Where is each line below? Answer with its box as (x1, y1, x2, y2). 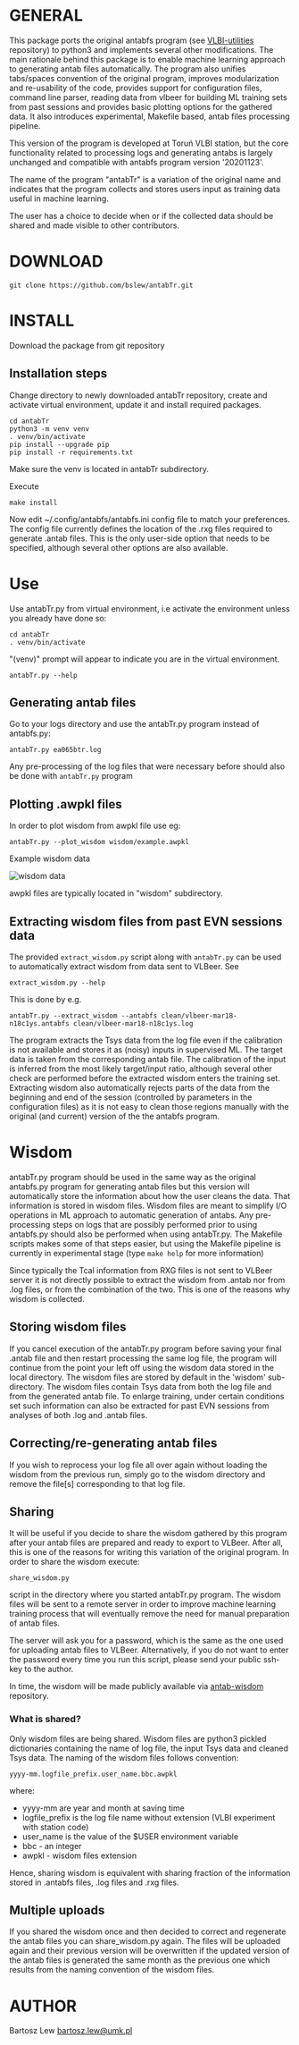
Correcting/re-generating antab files (9, 1436, 218, 1451)
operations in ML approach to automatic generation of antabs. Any (9, 1209, 254, 1221)
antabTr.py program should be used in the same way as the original (9, 1171, 257, 1182)
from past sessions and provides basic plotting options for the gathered (9, 101, 273, 112)
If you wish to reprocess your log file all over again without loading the (9, 1459, 268, 1470)
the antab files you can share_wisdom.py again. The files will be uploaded (9, 1936, 281, 1947)
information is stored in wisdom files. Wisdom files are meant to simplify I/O (9, 1200, 287, 1211)
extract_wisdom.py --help (9, 978, 105, 987)
